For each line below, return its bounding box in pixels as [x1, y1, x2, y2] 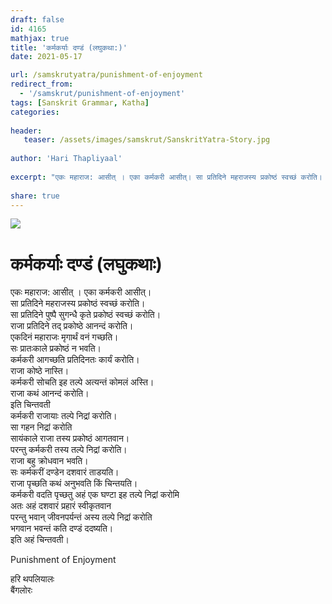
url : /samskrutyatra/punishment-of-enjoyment [10, 70, 203, 80]
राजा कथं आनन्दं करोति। [10, 387, 90, 400]
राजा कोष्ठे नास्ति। [10, 365, 70, 377]
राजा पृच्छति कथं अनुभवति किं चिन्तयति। [10, 477, 138, 490]
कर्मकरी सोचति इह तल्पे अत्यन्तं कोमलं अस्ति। [10, 376, 155, 388]
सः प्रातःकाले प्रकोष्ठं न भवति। [10, 342, 102, 355]
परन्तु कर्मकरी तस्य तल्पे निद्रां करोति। [10, 444, 128, 456]
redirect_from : [10, 79, 74, 90]
